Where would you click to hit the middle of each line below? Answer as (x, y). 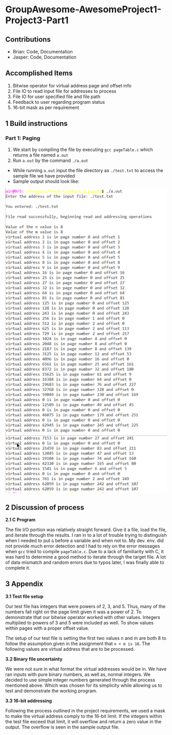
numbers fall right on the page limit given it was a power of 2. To (73, 612)
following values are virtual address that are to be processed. (70, 649)
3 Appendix (24, 584)
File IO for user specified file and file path (56, 97)
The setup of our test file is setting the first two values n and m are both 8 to (86, 638)
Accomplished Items (39, 73)
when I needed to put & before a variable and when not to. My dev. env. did (85, 541)
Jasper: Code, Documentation (44, 57)
